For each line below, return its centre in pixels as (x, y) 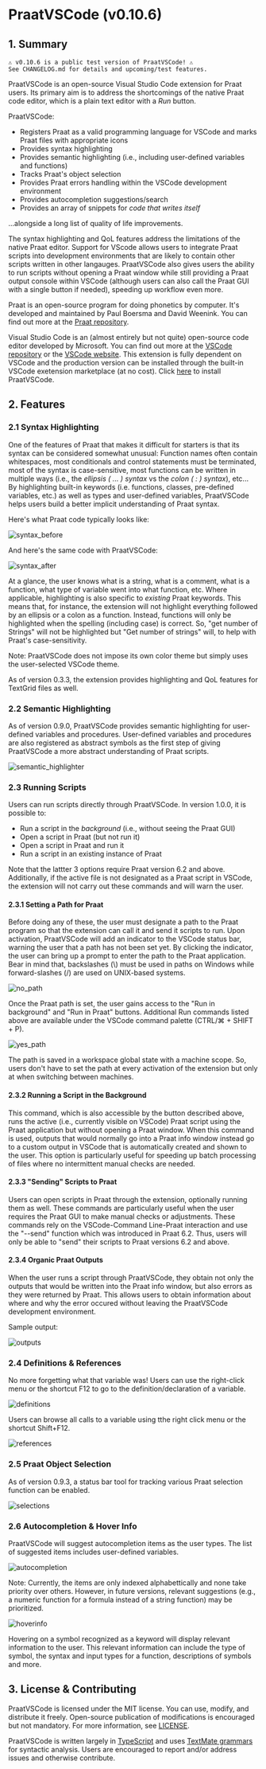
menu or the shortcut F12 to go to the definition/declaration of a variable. (127, 1389)
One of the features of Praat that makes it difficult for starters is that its (124, 444)
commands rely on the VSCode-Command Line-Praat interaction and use (128, 1224)
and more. (25, 1664)
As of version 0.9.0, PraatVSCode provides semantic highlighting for (120, 725)
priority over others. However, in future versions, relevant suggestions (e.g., (132, 1591)
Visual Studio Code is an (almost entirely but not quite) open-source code (129, 337)
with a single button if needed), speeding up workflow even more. (116, 289)
